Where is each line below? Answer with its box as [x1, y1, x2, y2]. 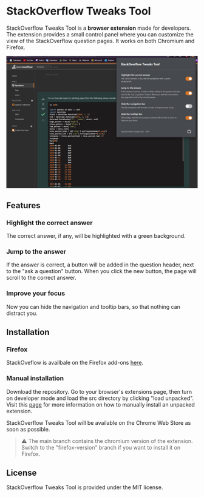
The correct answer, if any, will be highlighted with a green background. [6, 232, 186, 240]
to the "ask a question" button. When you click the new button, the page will [6, 268, 197, 275]
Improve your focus [6, 289, 66, 298]
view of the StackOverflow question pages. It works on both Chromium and [6, 37, 195, 44]
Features [6, 200, 41, 211]
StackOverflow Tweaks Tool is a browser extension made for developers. [6, 24, 191, 32]
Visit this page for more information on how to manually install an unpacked [6, 401, 195, 408]
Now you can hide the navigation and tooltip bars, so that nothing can [6, 303, 181, 310]
